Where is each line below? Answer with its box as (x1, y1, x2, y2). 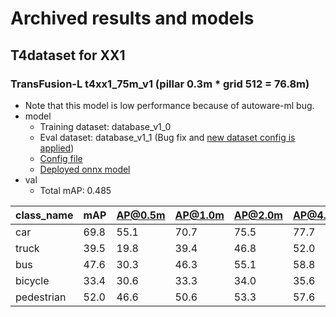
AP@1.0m (174, 208, 225, 222)
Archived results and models (10, 7, 255, 30)
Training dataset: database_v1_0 (39, 120, 172, 132)
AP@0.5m (116, 208, 166, 222)
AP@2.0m (233, 208, 283, 222)
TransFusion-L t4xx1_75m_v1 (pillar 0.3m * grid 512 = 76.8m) (10, 77, 310, 91)
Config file (39, 152, 83, 164)
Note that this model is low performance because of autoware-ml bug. (24, 99, 315, 111)
